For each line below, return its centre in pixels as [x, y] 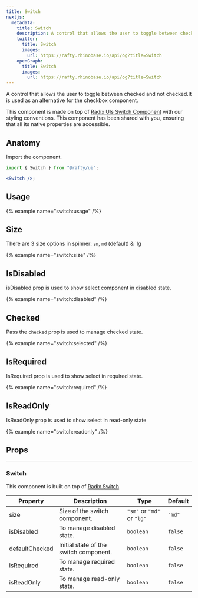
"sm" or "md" [144, 511]
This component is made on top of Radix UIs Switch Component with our [94, 112]
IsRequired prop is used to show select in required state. [75, 376]
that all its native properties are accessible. [58, 124]
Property [31, 501]
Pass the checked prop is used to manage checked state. [75, 332]
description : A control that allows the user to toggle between [97, 34]
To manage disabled [87, 528]
